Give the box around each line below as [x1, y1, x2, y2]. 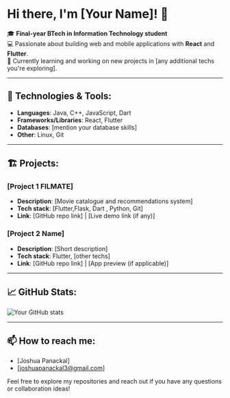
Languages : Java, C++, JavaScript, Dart [16, 108, 131, 117]
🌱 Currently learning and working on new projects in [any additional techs [7, 56, 214, 65]
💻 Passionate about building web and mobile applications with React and [7, 39, 215, 47]
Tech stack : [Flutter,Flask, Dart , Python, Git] [16, 204, 144, 213]
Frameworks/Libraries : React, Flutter [16, 116, 123, 124]
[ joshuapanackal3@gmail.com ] [16, 364, 105, 373]
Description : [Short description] [16, 244, 108, 253]
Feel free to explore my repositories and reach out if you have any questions [7, 377, 222, 386]
